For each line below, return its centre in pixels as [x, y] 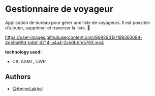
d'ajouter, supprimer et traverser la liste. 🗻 [48, 27]
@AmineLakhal [28, 89]
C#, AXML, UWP [29, 61]
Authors [18, 77]
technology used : [24, 52]
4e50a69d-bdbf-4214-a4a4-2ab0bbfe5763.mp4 [55, 42]
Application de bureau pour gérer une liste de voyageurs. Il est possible [77, 23]
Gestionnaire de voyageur [59, 9]
